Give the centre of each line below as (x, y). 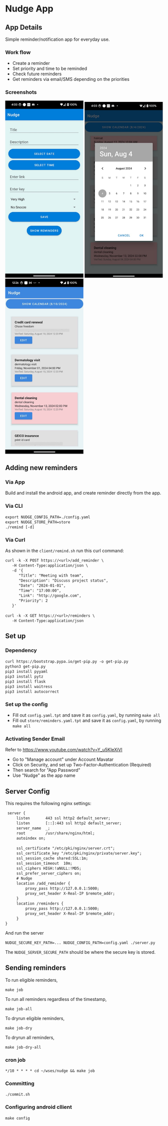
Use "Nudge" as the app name (44, 775)
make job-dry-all (23, 1047)
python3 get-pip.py (25, 666)
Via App (15, 482)
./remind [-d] (20, 527)
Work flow (18, 52)
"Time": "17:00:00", (40, 591)
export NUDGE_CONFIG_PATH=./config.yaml (48, 517)
